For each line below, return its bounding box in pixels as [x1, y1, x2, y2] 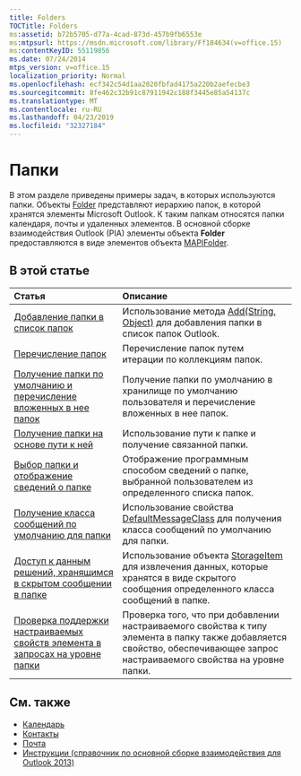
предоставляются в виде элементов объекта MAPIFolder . [9, 237, 229, 247]
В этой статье [9, 263, 90, 279]
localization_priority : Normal [9, 72, 126, 81]
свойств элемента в [13, 636, 101, 649]
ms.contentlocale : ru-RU [9, 105, 102, 114]
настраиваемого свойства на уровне [122, 653, 285, 666]
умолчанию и [13, 378, 73, 391]
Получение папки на [13, 427, 104, 439]
